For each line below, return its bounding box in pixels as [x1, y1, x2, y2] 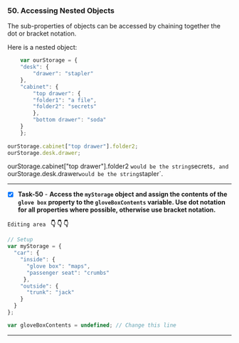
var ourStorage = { [20, 57, 78, 64]
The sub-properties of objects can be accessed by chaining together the [7, 22, 221, 31]
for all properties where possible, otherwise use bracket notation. [17, 205, 216, 214]
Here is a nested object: [7, 43, 78, 52]
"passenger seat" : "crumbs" [26, 269, 110, 276]
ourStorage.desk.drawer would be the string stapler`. [7, 170, 164, 178]
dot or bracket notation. [7, 29, 77, 38]
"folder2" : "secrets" [33, 103, 97, 110]
